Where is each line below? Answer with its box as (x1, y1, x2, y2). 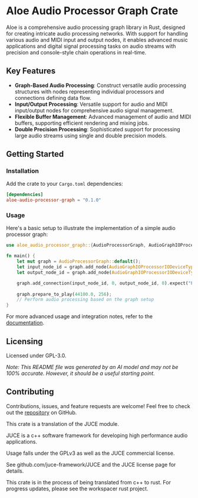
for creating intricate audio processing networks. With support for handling (6, 30, 189, 37)
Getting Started (6, 149, 64, 159)
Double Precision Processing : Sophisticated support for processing (14, 125, 181, 132)
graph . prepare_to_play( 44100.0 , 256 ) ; (16, 291, 112, 297)
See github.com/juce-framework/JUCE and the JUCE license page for (6, 461, 176, 468)
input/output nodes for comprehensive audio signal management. (14, 106, 174, 114)
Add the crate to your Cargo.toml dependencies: (6, 180, 123, 187)
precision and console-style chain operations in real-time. (6, 48, 147, 56)
